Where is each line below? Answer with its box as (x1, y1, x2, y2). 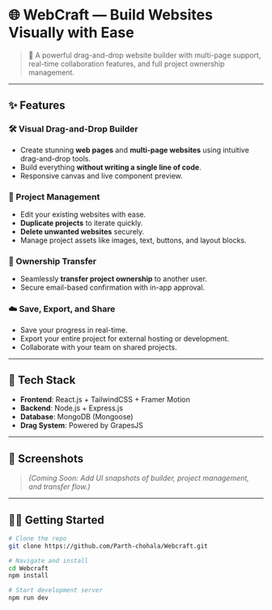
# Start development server (8, 586, 104, 595)
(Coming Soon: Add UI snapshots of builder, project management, (28, 473, 249, 483)
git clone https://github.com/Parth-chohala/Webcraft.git (8, 542, 208, 550)
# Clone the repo (8, 534, 67, 543)
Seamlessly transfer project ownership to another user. (19, 274, 208, 284)
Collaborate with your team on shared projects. (19, 342, 177, 352)
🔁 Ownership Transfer (8, 256, 97, 267)
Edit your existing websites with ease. (19, 209, 147, 219)
